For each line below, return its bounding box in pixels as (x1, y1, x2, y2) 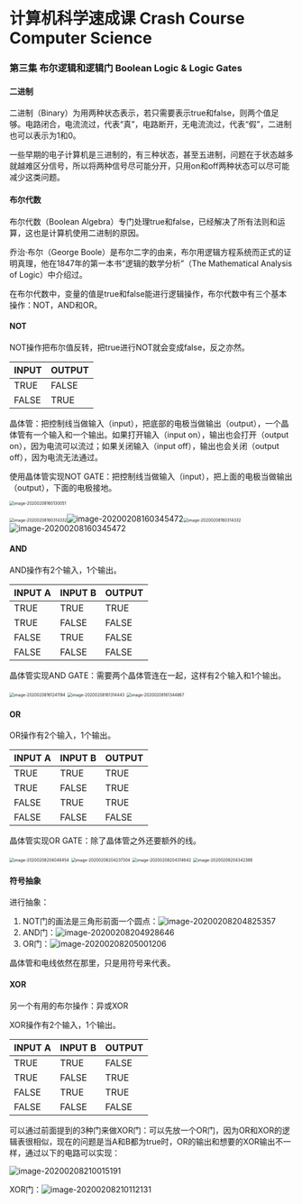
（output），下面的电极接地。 (9, 482, 117, 492)
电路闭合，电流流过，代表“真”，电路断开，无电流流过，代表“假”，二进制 (24, 119, 292, 130)
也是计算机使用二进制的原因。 (32, 227, 144, 238)
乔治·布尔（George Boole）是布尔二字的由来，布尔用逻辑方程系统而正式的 (9, 246, 284, 257)
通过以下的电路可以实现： (24, 1147, 120, 1158)
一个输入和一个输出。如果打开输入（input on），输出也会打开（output (32, 429, 289, 440)
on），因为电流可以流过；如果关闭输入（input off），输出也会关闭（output (9, 440, 279, 451)
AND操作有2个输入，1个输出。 (9, 565, 122, 575)
